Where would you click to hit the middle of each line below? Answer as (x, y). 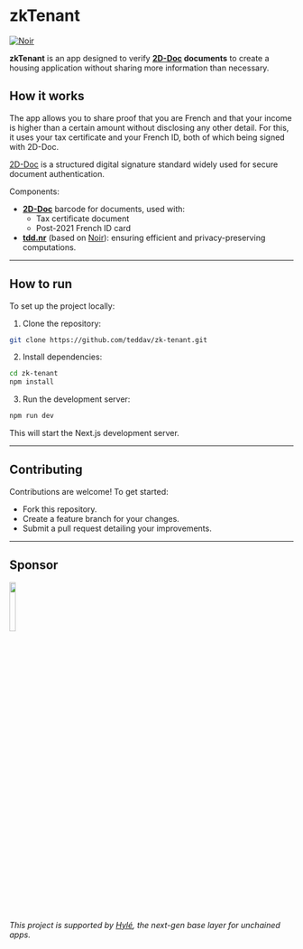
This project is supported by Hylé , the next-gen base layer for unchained (145, 925)
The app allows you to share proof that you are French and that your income (151, 117)
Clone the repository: (62, 323)
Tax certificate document (83, 219)
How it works (47, 96)
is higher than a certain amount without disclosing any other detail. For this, (149, 127)
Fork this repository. (60, 509)
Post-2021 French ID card (83, 228)
